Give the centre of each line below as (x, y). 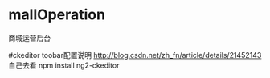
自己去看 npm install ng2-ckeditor (64, 65)
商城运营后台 (29, 38)
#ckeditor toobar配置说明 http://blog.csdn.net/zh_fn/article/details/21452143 (135, 55)
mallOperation (57, 15)
